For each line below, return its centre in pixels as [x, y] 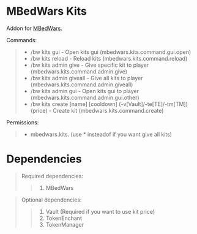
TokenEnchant [64, 218]
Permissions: [23, 122]
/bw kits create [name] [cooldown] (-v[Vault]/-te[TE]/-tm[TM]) [109, 104]
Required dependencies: [52, 176]
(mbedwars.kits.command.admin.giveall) [82, 85]
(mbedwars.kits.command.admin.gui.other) [85, 97]
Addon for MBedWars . [34, 28]
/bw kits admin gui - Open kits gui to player [85, 91]
